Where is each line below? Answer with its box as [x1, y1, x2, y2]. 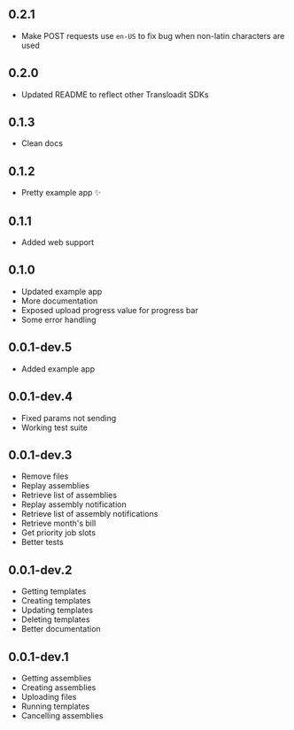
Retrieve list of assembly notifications [20, 509, 159, 519]
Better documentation [20, 624, 101, 634]
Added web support [20, 237, 95, 248]
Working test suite [20, 422, 88, 433]
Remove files [20, 471, 69, 481]
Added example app [20, 363, 95, 374]
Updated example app [20, 286, 103, 296]
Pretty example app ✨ [20, 188, 102, 198]
